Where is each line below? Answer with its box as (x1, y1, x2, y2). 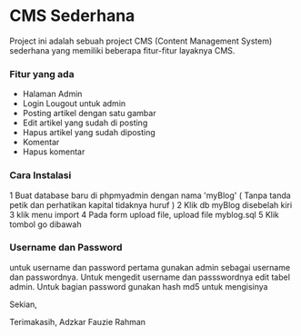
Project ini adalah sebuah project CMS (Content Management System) (9, 35, 273, 46)
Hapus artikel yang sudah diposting (22, 127, 156, 138)
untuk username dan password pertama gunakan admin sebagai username (9, 262, 291, 272)
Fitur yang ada (9, 67, 75, 80)
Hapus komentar (22, 146, 85, 157)
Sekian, (9, 299, 38, 310)
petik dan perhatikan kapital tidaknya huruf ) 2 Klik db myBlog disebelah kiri (9, 199, 293, 210)
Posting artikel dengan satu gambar (22, 108, 156, 119)
